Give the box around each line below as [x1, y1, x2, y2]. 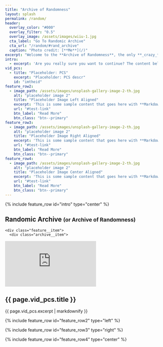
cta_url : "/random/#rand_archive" [9, 43, 79, 48]
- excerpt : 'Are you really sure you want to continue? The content [9, 61, 151, 66]
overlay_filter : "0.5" [9, 30, 55, 35]
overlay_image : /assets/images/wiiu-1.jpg [9, 35, 97, 39]
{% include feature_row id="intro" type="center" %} [5, 201, 110, 207]
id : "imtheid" [14, 79, 42, 84]
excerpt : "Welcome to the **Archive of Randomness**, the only [5, 52, 136, 57]
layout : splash [5, 12, 36, 17]
